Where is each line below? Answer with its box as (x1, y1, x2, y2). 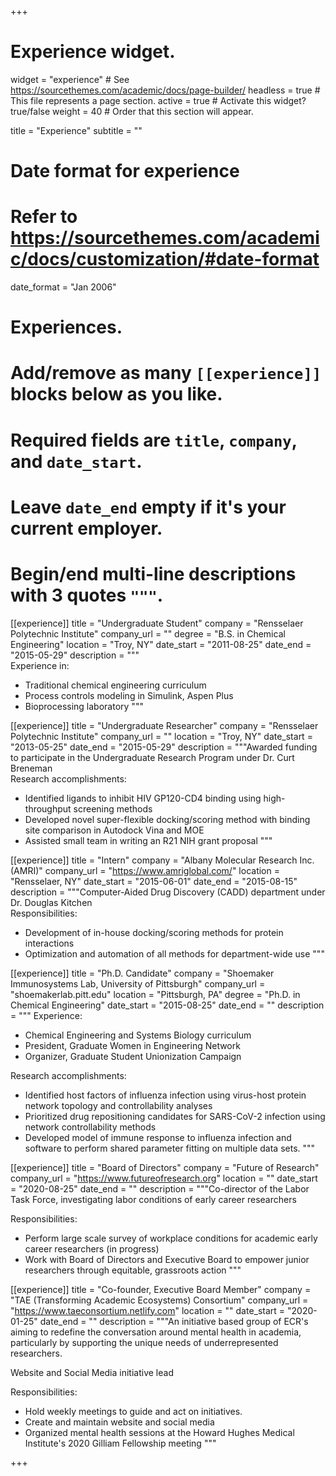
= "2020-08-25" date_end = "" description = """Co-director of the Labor (10, 1182, 310, 1195)
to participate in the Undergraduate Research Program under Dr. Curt (10, 751, 295, 763)
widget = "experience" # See (10, 73, 130, 85)
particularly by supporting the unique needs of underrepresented (10, 1336, 279, 1348)
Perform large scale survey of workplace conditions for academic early (24, 1232, 318, 1244)
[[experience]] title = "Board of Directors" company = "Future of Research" (10, 1161, 320, 1173)
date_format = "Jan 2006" (10, 281, 117, 293)
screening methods (73, 802, 153, 815)
